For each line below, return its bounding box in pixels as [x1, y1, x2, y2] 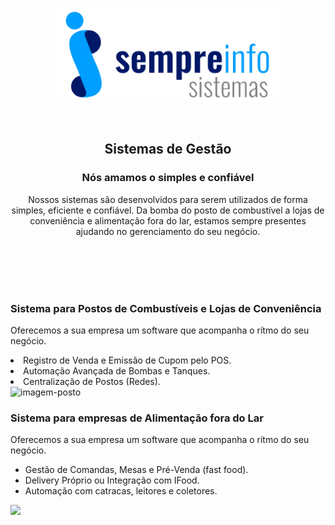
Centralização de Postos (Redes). [23, 375, 161, 387]
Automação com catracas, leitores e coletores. [24, 485, 218, 497]
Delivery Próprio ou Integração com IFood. [24, 474, 200, 487]
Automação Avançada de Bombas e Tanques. [23, 364, 211, 377]
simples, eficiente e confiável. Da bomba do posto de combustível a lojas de [11, 204, 325, 216]
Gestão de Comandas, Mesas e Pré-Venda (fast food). [24, 464, 249, 476]
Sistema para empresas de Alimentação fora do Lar [10, 411, 264, 425]
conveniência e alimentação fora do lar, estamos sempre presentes [29, 214, 307, 227]
